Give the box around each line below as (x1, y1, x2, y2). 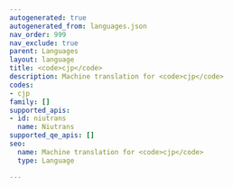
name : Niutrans (17, 123, 75, 132)
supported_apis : (9, 106, 70, 115)
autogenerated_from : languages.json (9, 22, 147, 31)
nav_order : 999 (9, 30, 67, 39)
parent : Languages (9, 47, 79, 56)
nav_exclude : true (9, 38, 79, 48)
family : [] (9, 97, 51, 107)
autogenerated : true (9, 13, 88, 23)
